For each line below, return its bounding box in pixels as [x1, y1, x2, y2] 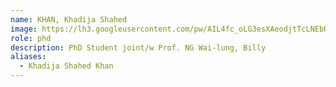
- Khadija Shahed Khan [19, 61, 114, 71]
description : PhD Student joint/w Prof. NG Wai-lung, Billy [10, 42, 267, 53]
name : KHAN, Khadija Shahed [10, 14, 128, 25]
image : [10, 24, 38, 34]
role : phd [10, 33, 52, 43]
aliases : [10, 52, 47, 62]
